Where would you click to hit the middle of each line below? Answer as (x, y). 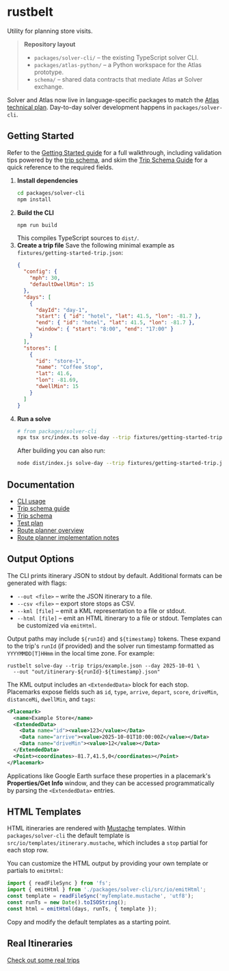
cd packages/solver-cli (51, 193)
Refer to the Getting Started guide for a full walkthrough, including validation (114, 152)
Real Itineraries (40, 944)
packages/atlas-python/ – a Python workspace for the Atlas (118, 64)
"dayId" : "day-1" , (62, 310)
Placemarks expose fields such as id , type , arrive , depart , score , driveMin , (113, 692)
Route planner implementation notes (68, 537)
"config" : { (40, 272)
